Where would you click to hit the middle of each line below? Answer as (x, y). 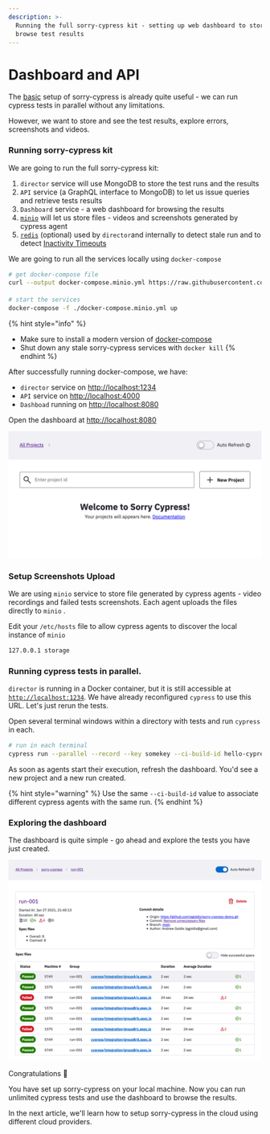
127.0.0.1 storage (39, 651)
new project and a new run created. (67, 778)
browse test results (50, 34)
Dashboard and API (74, 74)
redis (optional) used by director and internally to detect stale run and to (140, 235)
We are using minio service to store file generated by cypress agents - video (135, 594)
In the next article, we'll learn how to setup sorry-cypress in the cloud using (133, 1113)
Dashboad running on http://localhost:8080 (89, 404)
